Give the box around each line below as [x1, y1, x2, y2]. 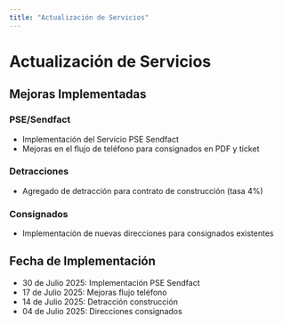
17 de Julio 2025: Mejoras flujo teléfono [21, 287, 167, 297]
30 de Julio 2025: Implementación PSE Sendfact [21, 277, 200, 288]
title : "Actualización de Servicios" [9, 12, 150, 22]
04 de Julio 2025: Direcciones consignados [21, 305, 182, 316]
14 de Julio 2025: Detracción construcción [21, 296, 178, 307]
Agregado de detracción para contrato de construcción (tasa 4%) [21, 185, 264, 196]
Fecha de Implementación [9, 254, 156, 269]
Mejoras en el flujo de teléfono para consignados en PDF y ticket [21, 143, 260, 154]
